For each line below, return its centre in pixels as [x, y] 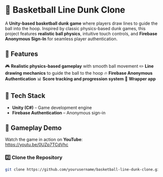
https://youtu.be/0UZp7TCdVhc [37, 145]
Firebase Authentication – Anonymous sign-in [59, 113]
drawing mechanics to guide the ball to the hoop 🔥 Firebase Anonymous [79, 73]
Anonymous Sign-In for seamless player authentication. [61, 39]
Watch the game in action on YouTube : [44, 140]
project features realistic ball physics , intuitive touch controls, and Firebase [81, 33]
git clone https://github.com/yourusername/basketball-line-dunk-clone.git [83, 169]
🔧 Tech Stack [25, 96]
